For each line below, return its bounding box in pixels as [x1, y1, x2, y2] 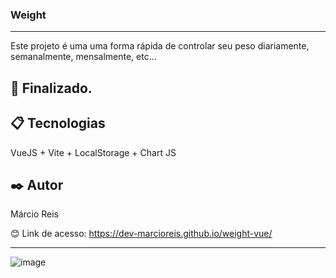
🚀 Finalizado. [10, 79, 93, 97]
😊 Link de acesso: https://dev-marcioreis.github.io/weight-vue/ [10, 228, 273, 240]
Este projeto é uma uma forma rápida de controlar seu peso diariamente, [10, 40, 310, 52]
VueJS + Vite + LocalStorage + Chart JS [10, 146, 177, 158]
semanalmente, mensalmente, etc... [10, 51, 157, 63]
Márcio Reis [10, 208, 60, 220]
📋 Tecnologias [10, 115, 106, 132]
